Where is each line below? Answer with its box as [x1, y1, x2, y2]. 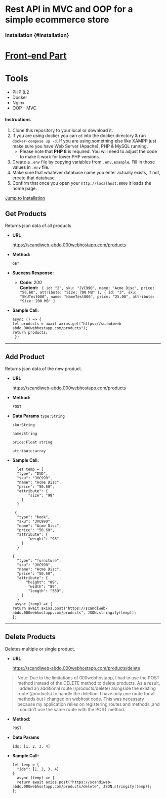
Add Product [5, 353, 45, 361]
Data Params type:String [12, 413, 65, 419]
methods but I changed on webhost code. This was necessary [17, 696, 144, 702]
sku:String [12, 423, 35, 428]
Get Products [5, 210, 47, 218]
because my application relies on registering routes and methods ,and [17, 701, 160, 707]
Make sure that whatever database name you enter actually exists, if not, [12, 170, 161, 176]
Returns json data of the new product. [5, 366, 83, 372]
